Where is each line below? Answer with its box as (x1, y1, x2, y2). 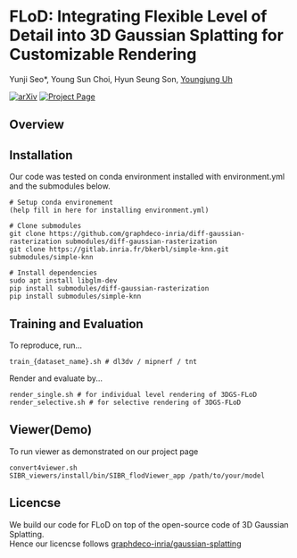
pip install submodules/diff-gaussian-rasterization (9, 284, 210, 293)
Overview (9, 117, 65, 132)
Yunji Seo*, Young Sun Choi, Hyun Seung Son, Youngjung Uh (9, 73, 234, 84)
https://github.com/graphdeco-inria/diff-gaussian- (48, 230, 245, 239)
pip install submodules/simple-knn (9, 292, 142, 301)
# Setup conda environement (9, 199, 114, 207)
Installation (9, 148, 73, 163)
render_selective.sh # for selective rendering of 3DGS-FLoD (9, 398, 242, 407)
